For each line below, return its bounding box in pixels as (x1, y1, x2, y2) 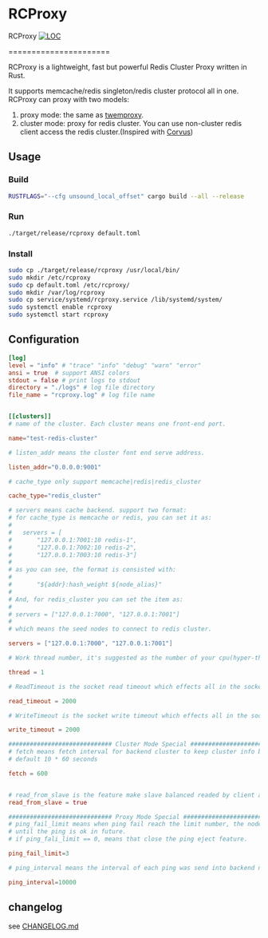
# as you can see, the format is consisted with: (8, 566, 177, 574)
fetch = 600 (8, 770, 48, 778)
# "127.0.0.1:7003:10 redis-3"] (8, 551, 137, 559)
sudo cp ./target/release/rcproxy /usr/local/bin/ (8, 266, 180, 274)
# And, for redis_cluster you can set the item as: (8, 596, 183, 604)
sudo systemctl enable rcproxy (8, 303, 112, 311)
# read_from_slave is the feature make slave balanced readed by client (8, 791, 255, 799)
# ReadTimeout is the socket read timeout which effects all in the (8, 683, 241, 691)
